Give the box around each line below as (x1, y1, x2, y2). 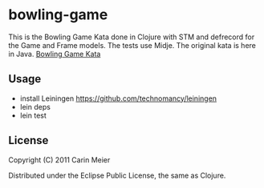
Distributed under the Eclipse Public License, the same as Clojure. (8, 170, 226, 180)
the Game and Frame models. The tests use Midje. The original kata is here (8, 40, 257, 50)
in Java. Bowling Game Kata (8, 49, 101, 58)
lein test (19, 110, 47, 120)
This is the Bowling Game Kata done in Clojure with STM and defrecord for (8, 32, 255, 42)
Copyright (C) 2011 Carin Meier (8, 154, 111, 165)
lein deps (19, 102, 51, 111)
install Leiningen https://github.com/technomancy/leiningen (19, 94, 217, 103)
